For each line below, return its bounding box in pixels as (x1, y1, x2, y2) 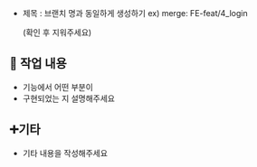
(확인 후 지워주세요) (22, 27, 92, 38)
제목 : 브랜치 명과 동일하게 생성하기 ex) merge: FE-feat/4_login (22, 8, 248, 18)
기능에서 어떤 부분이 (22, 81, 93, 92)
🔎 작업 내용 (9, 56, 68, 71)
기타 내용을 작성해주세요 (22, 147, 109, 158)
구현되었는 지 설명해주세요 (22, 93, 116, 104)
